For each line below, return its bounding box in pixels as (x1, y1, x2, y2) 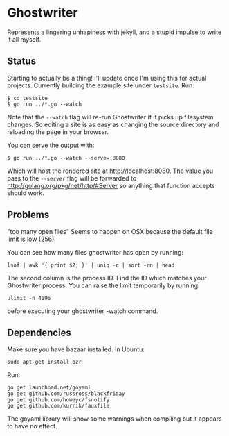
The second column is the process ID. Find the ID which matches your (7, 274, 207, 282)
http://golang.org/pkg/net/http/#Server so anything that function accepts (7, 181, 216, 190)
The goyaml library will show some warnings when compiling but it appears (7, 414, 223, 423)
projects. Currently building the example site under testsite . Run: (7, 81, 195, 90)
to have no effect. (7, 422, 57, 430)
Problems (7, 209, 50, 221)
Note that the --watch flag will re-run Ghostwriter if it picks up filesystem (7, 112, 214, 121)
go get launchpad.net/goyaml (7, 384, 91, 392)
